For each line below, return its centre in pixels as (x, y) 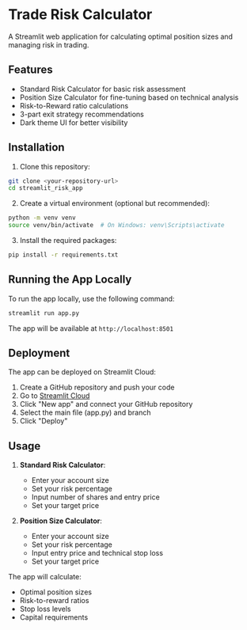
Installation (36, 148)
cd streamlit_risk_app (46, 188)
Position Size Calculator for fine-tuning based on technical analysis (129, 97)
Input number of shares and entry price (95, 497)
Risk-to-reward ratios (54, 601)
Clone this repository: (55, 166)
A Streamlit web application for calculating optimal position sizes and (121, 36)
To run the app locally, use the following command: (91, 298)
